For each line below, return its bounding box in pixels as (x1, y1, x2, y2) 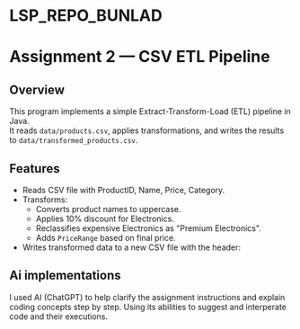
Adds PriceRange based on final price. (35, 233, 177, 243)
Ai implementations (9, 268, 121, 283)
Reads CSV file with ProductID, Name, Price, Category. (22, 185, 225, 195)
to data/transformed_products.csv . (9, 135, 138, 146)
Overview (9, 82, 66, 97)
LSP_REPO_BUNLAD (9, 5, 163, 26)
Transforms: (22, 194, 68, 205)
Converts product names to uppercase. (35, 204, 181, 214)
